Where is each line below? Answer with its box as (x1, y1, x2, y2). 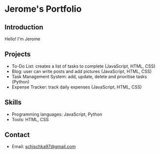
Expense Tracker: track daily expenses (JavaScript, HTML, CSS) (11, 84, 142, 90)
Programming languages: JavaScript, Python (11, 111, 103, 117)
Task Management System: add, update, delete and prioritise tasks (11, 74, 147, 79)
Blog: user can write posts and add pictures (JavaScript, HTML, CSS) (11, 68, 152, 74)
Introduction (4, 23, 44, 31)
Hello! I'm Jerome (4, 36, 40, 42)
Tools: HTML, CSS (11, 116, 49, 122)
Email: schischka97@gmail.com (11, 144, 76, 150)
